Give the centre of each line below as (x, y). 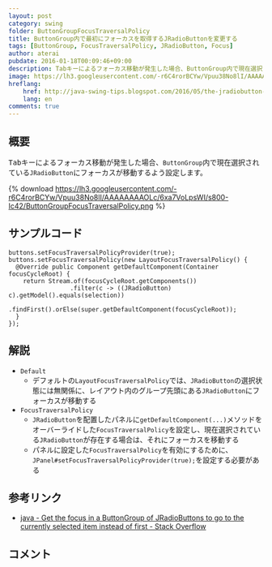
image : (19, 76)
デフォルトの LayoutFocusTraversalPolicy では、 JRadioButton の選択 (144, 380)
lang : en (38, 99)
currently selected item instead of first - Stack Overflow (113, 526)
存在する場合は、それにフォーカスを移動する (165, 440)
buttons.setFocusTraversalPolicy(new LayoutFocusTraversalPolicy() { (128, 260)
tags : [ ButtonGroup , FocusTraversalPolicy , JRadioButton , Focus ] (121, 46)
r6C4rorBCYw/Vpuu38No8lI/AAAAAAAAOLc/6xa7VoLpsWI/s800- (119, 197)
